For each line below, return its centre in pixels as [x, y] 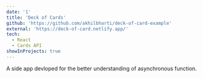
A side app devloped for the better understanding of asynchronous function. [101, 68]
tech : [13, 34]
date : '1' [19, 12]
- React [22, 40]
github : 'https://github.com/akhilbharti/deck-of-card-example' [89, 23]
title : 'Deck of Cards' [36, 18]
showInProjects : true [34, 51]
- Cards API [27, 46]
